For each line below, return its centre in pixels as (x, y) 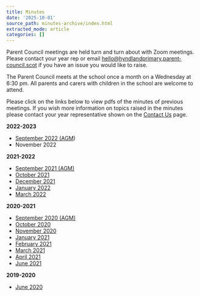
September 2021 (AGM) (45, 168)
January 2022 (33, 188)
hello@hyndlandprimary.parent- (141, 59)
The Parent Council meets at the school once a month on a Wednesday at (99, 77)
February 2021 (33, 244)
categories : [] (26, 35)
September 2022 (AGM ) (45, 139)
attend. (15, 90)
